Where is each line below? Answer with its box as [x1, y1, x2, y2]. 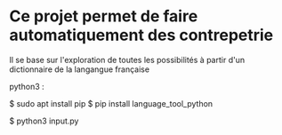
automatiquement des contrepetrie [9, 25, 274, 45]
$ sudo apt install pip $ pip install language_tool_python [9, 98, 214, 108]
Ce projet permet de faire [9, 6, 198, 27]
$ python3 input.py [9, 115, 79, 126]
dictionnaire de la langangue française [9, 64, 149, 75]
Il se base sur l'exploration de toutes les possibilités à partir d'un [9, 54, 246, 65]
